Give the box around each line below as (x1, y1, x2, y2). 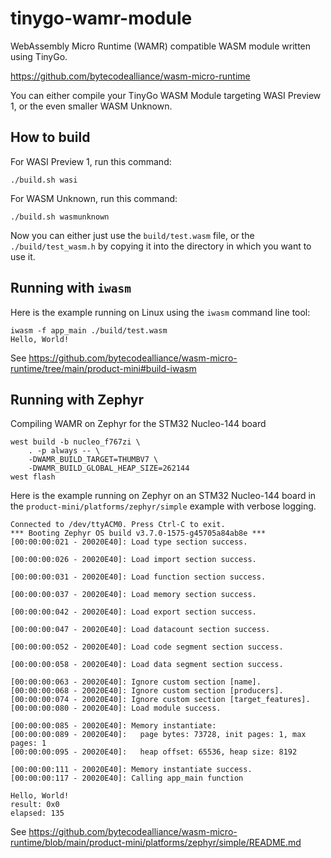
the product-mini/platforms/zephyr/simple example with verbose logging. (10, 500, 317, 512)
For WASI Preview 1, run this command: (10, 155, 172, 167)
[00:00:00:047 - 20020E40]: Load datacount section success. (10, 625, 271, 635)
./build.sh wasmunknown (10, 212, 110, 222)
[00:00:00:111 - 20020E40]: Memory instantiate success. (10, 765, 253, 775)
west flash (10, 472, 56, 482)
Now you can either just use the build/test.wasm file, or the (10, 229, 255, 241)
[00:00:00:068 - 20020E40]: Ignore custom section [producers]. (10, 686, 284, 696)
